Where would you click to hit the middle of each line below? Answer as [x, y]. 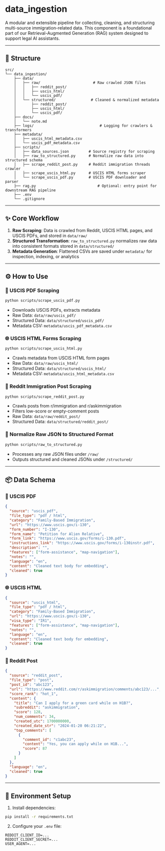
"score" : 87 [35, 749]
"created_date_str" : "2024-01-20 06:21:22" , [60, 726]
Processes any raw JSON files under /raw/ [55, 454]
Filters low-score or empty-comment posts [55, 411]
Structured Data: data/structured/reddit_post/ [60, 422]
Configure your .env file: [37, 826]
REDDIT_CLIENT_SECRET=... [31, 840]
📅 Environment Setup [38, 796]
